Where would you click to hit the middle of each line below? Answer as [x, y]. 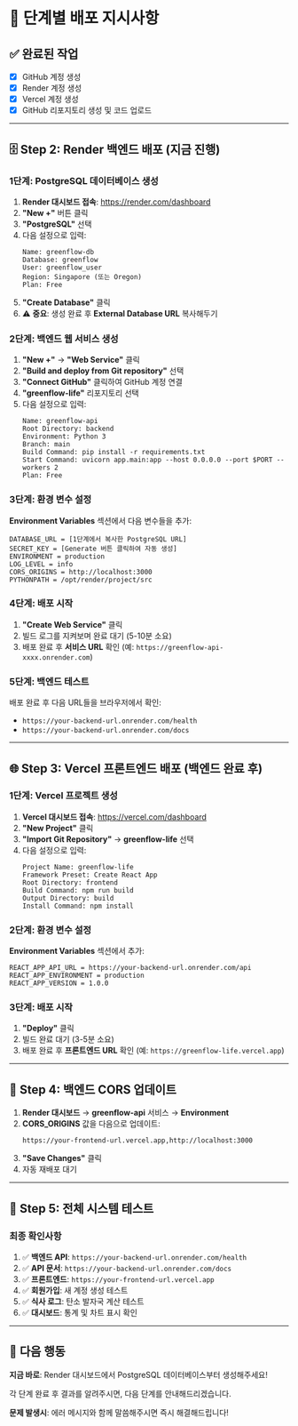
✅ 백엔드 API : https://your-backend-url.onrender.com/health [134, 1257]
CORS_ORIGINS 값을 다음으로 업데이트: [91, 1124]
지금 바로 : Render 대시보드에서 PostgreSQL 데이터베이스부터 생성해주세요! [138, 1374]
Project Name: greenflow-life [78, 867]
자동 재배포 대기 [49, 1169]
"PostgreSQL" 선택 [57, 224]
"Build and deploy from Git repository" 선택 [103, 371]
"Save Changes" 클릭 [62, 1158]
